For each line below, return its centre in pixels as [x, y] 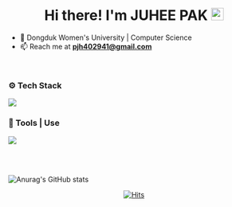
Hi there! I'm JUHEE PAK [126, 16]
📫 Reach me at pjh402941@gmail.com [86, 46]
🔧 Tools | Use [34, 123]
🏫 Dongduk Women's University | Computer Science [106, 37]
